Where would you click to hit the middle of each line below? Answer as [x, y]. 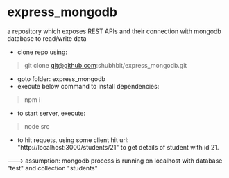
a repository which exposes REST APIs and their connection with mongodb [114, 31]
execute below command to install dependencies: [88, 86]
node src [37, 126]
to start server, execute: [51, 113]
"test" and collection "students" [53, 168]
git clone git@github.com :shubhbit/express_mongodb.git [105, 65]
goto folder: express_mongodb [61, 79]
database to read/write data [47, 38]
